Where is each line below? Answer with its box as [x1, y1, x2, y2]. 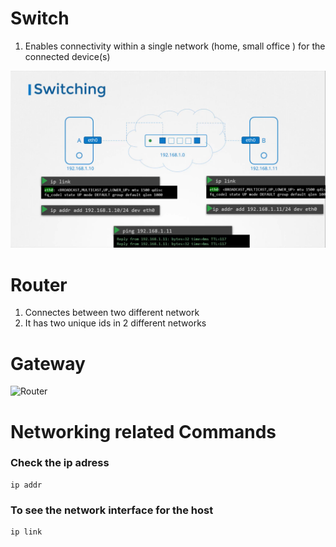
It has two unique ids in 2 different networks [24, 317, 207, 329]
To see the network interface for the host [10, 503, 214, 517]
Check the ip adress [10, 456, 110, 470]
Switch [10, 7, 70, 30]
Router [10, 273, 68, 296]
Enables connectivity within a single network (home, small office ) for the [24, 40, 326, 52]
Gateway [10, 352, 86, 375]
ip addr [10, 480, 43, 490]
